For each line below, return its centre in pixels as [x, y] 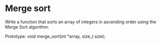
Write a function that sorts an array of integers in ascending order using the [81, 22]
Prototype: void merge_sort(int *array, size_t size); [55, 36]
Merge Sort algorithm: [27, 27]
